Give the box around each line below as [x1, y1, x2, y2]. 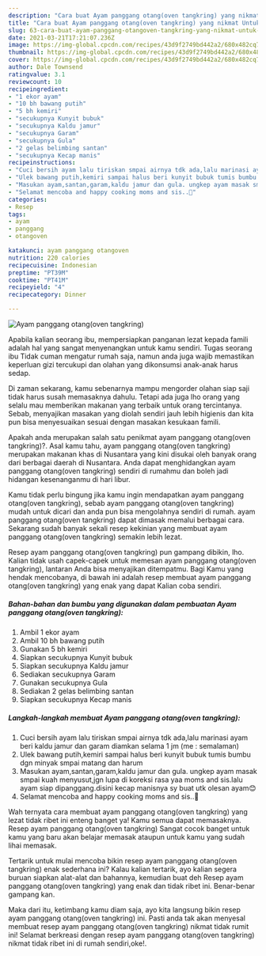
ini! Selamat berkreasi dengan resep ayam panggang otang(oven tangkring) [8, 930, 255, 939]
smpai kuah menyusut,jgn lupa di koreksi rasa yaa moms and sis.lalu [19, 775, 243, 784]
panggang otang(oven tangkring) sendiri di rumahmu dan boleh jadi [8, 466, 229, 476]
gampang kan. [8, 890, 55, 899]
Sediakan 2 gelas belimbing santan [19, 686, 135, 696]
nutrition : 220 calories [8, 254, 90, 262]
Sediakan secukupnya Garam [19, 670, 116, 679]
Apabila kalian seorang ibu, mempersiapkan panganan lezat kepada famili [8, 335, 249, 344]
